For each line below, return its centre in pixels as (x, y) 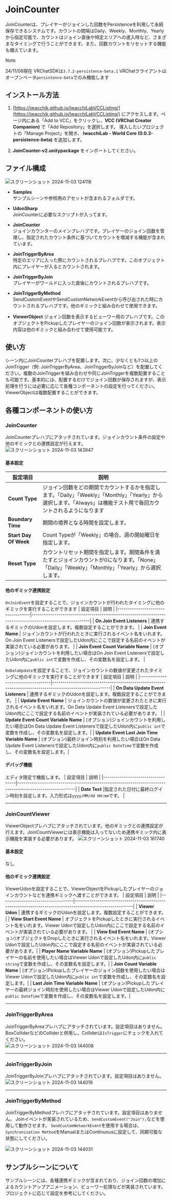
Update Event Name (42, 700)
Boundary (20, 519)
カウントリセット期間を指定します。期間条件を (99, 552)
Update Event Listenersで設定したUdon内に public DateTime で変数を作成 (82, 746)
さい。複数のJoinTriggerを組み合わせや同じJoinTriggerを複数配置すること (87, 373)
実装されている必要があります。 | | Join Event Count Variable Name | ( (80, 646)
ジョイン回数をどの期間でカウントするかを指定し (102, 488)
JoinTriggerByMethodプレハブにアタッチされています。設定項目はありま (82, 1113)
